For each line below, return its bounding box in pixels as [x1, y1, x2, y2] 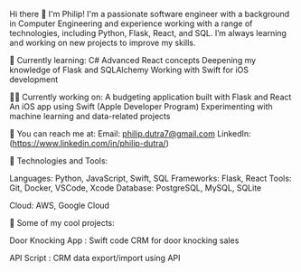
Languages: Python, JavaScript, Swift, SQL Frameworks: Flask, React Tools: [9, 173, 292, 183]
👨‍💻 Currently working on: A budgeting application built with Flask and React [9, 91, 292, 102]
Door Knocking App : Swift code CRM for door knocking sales [9, 235, 240, 246]
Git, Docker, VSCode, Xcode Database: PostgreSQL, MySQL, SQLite [9, 183, 262, 193]
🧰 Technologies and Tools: [9, 155, 108, 166]
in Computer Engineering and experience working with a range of [9, 18, 253, 29]
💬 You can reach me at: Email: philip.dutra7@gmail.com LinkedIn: [9, 128, 251, 139]
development [9, 74, 59, 85]
